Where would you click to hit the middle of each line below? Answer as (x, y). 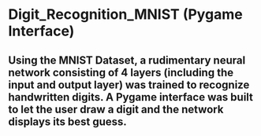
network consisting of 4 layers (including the (121, 72)
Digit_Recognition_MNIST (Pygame (125, 15)
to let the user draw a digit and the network (116, 109)
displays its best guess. (68, 121)
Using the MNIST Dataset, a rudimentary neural (127, 60)
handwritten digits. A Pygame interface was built (131, 97)
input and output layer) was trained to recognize (129, 85)
